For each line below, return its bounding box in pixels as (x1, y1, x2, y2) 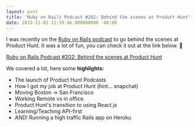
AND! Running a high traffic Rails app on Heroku (14, 114, 131, 121)
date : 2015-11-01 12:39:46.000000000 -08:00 (6, 19, 117, 25)
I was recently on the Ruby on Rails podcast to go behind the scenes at (6, 36, 179, 43)
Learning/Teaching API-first (14, 108, 82, 115)
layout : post (6, 8, 38, 15)
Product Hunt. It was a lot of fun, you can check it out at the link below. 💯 (6, 42, 183, 49)
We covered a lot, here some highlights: (6, 65, 104, 72)
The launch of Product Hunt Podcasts (14, 76, 107, 83)
